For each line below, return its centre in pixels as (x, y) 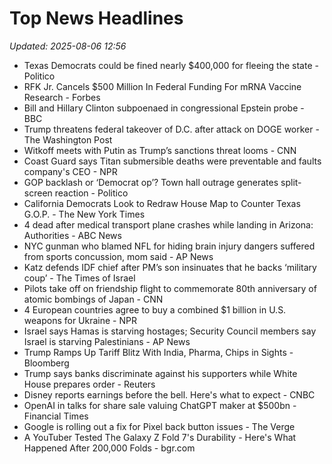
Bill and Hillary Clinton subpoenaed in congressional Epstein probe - (164, 108)
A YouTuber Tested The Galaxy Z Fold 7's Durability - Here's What (160, 437)
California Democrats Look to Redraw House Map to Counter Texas (162, 203)
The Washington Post (68, 139)
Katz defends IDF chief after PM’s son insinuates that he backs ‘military (170, 267)
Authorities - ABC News (72, 235)
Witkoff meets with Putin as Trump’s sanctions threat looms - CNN (160, 150)
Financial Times (56, 416)
